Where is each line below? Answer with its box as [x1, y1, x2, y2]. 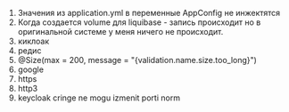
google [17, 64, 45, 75]
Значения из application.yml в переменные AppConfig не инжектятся [17, 8, 281, 18]
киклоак [17, 36, 50, 46]
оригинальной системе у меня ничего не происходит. [17, 27, 224, 36]
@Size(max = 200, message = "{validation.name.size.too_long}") [17, 55, 257, 65]
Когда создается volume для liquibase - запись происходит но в [17, 17, 261, 28]
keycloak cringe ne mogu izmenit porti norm [17, 92, 181, 103]
